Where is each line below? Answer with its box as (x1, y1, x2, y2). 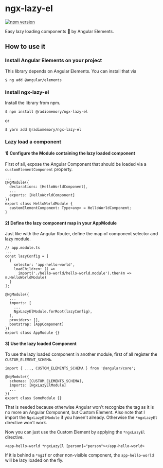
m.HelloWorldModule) (5, 275, 47, 280)
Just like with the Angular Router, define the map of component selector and (5, 231, 158, 237)
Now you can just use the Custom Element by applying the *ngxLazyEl (5, 429, 145, 435)
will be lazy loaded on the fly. (5, 457, 64, 463)
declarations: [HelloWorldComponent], (9, 184, 89, 190)
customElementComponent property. (5, 166, 73, 173)
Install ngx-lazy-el (5, 88, 49, 95)
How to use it (5, 42, 46, 51)
